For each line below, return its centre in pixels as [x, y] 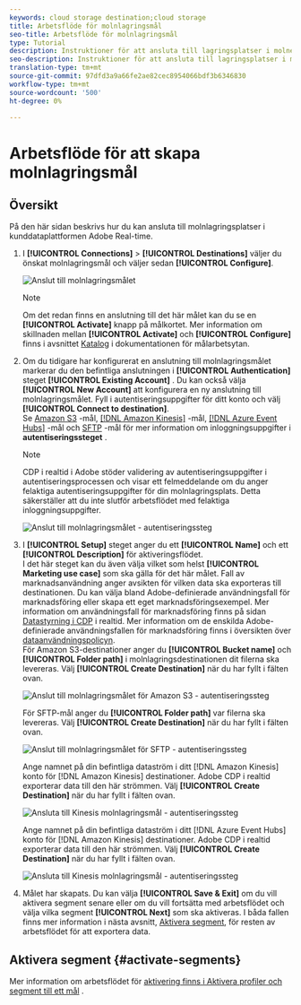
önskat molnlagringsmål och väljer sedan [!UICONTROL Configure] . [148, 263]
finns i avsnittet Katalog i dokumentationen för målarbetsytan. [136, 344]
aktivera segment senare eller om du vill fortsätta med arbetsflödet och [153, 903]
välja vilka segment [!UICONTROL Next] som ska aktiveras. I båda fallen [155, 913]
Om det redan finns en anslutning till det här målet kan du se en [139, 316]
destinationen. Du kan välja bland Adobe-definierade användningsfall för [156, 593]
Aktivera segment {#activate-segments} [125, 960]
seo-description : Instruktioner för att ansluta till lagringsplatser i [148, 59]
